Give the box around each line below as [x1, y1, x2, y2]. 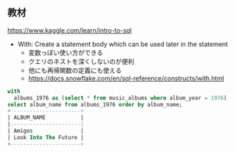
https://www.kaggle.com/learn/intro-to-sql [7, 26, 132, 34]
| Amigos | [7, 127, 84, 135]
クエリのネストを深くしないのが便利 [28, 57, 135, 65]
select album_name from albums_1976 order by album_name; [7, 101, 182, 108]
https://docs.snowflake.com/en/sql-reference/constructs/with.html [28, 74, 224, 82]
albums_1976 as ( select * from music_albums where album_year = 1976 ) [13, 94, 227, 102]
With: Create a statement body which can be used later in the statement [17, 40, 229, 48]
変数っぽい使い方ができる [28, 48, 104, 57]
